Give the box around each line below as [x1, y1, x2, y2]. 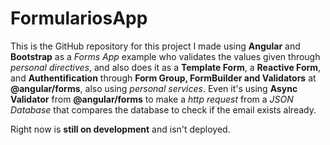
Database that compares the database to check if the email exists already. [10, 103, 317, 116]
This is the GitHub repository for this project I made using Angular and [10, 40, 301, 52]
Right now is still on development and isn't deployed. [10, 123, 231, 135]
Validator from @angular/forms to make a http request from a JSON [10, 93, 294, 105]
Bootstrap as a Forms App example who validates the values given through [10, 50, 321, 62]
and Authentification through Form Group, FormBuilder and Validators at [10, 72, 317, 84]
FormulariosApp [10, 7, 148, 30]
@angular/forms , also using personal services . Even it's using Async [10, 82, 298, 94]
